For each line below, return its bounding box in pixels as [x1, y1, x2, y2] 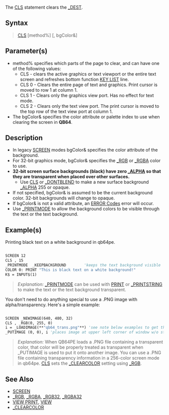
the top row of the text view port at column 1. [20, 108, 113, 114]
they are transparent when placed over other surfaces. [12, 174, 130, 180]
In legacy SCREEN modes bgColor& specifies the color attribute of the [12, 147, 158, 153]
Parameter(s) [5, 47, 48, 55]
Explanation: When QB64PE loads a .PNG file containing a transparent [17, 339, 163, 345]
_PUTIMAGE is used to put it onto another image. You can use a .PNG [17, 350, 161, 356]
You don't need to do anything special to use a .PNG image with [5, 296, 137, 302]
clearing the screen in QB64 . [12, 119, 73, 125]
